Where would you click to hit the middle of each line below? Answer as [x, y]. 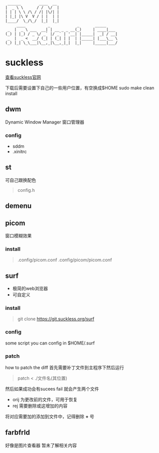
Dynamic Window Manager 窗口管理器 [45, 122]
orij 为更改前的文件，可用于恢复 [45, 400]
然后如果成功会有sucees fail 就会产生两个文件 [52, 389]
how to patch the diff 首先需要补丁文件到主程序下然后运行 [65, 368]
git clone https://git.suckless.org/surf [56, 319]
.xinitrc [20, 152]
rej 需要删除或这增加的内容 [40, 406]
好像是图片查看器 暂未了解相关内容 [41, 445]
